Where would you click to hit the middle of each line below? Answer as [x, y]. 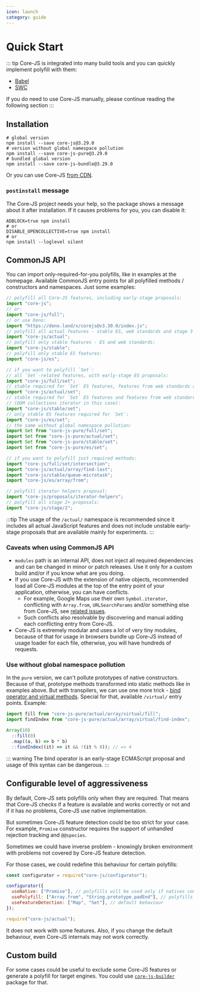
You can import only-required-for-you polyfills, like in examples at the [91, 275]
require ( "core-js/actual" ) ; [41, 919]
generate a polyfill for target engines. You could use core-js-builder [90, 976]
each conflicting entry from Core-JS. [69, 624]
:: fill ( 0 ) [24, 736]
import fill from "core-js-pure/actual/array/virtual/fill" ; [84, 714]
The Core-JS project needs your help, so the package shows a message [95, 204]
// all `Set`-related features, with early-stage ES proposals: [87, 375]
